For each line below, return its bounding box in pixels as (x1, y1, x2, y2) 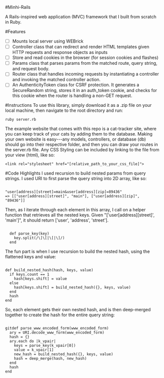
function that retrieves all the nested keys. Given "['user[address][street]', (5, 212, 155, 218)
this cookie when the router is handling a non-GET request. (12, 93, 132, 98)
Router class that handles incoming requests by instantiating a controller (12, 71, 159, 77)
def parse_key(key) (9, 231, 50, 236)
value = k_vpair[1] (14, 347, 54, 353)
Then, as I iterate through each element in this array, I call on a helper (5, 207, 146, 213)
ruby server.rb (5, 117, 36, 122)
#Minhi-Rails (5, 4, 31, 10)
